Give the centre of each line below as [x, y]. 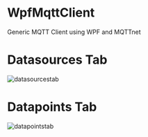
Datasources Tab [57, 60]
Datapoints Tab [52, 107]
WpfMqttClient [51, 13]
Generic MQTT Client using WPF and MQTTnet [74, 32]
